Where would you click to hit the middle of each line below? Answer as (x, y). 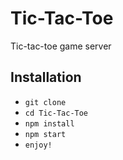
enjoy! (38, 145)
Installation (46, 77)
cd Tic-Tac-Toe (56, 113)
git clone (45, 102)
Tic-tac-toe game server (61, 46)
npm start (45, 134)
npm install (49, 123)
